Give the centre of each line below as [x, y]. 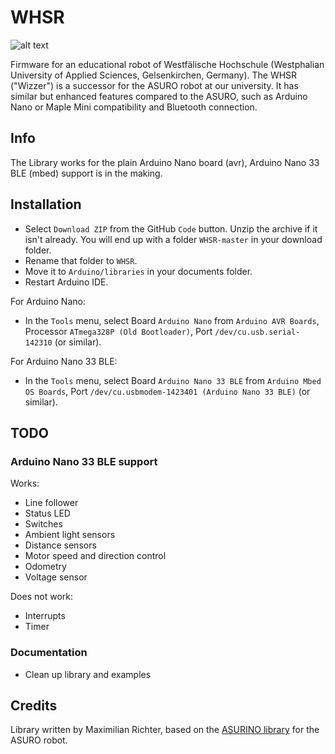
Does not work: [41, 597]
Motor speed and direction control [95, 556]
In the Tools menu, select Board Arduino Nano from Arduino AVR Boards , [172, 320]
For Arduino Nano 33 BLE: [64, 361]
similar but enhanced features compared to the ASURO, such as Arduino [159, 96]
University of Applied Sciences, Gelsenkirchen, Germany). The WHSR [154, 75]
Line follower [51, 503]
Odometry [45, 567]
